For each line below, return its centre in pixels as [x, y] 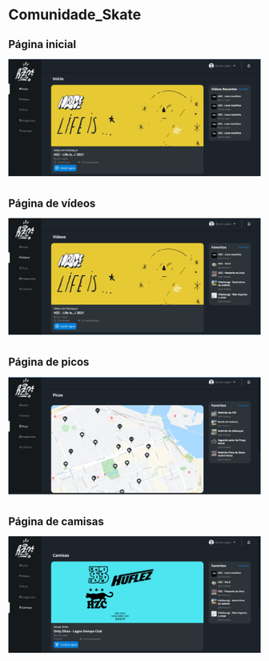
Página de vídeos [52, 203]
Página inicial [42, 44]
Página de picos [49, 362]
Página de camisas [56, 521]
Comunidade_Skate [75, 15]
